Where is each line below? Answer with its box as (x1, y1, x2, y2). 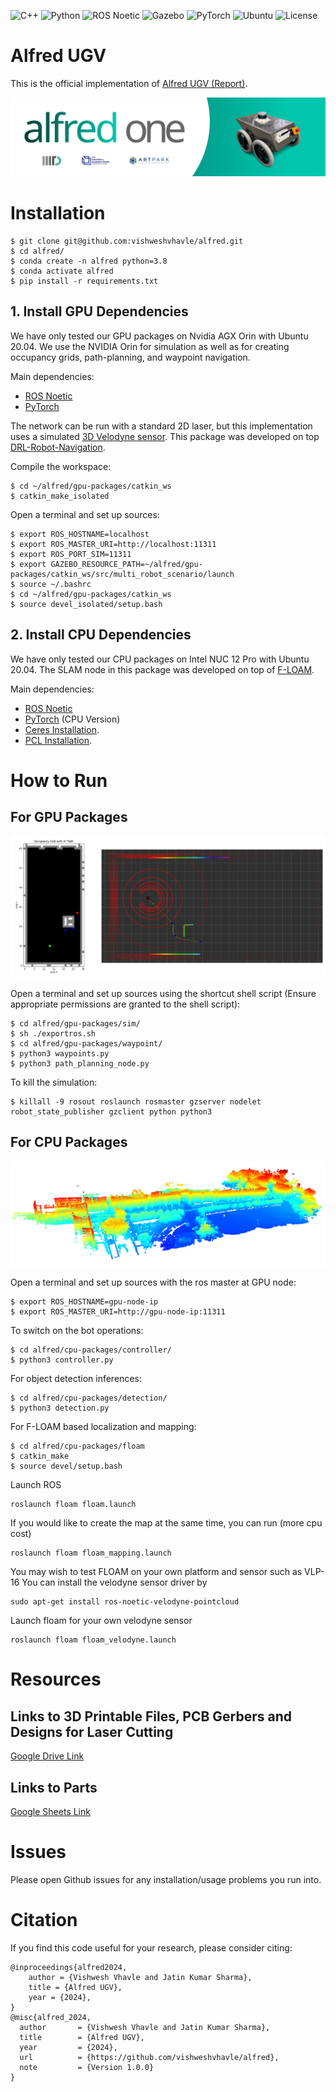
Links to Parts (10, 1779, 98, 1796)
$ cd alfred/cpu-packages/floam (10, 1441, 145, 1452)
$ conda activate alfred (10, 266, 114, 276)
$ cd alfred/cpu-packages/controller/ (10, 1345, 172, 1355)
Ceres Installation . (24, 723, 100, 735)
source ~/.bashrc (19, 579, 92, 589)
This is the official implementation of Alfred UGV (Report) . (10, 77, 248, 89)
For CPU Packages (10, 1134, 128, 1151)
